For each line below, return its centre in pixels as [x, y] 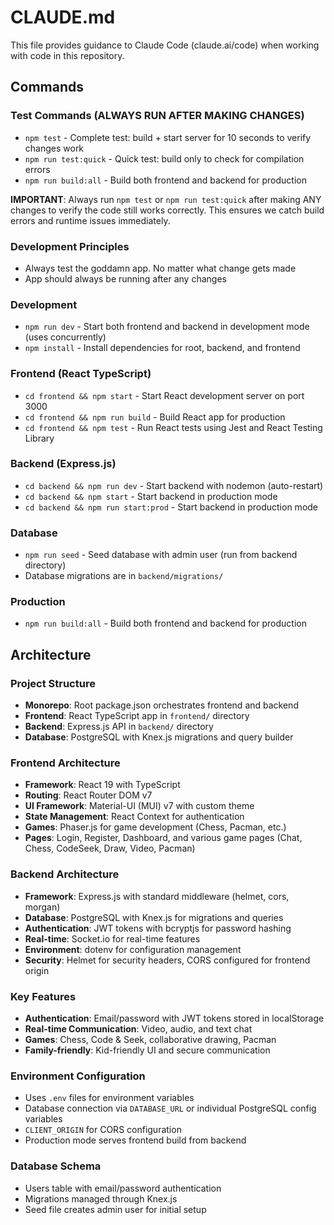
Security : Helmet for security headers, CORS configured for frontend [167, 960]
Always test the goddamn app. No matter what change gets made [160, 268]
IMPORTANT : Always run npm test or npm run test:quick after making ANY [166, 199]
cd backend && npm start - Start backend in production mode [151, 496]
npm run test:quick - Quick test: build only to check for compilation [164, 158]
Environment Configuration [78, 1076]
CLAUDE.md [63, 17]
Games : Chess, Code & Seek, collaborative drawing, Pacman [150, 1039]
